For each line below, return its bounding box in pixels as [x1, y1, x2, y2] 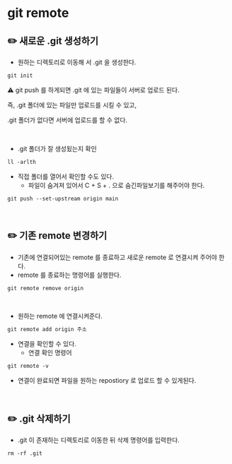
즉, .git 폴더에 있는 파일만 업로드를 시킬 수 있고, [7, 100, 137, 109]
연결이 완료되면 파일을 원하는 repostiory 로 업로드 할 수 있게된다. [17, 376, 197, 385]
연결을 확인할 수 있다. [17, 340, 76, 348]
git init [7, 72, 33, 79]
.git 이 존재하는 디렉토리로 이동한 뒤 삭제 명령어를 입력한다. [17, 436, 180, 444]
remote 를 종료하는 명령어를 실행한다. [17, 270, 122, 279]
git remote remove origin [7, 285, 83, 292]
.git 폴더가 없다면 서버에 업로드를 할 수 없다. [7, 115, 128, 124]
